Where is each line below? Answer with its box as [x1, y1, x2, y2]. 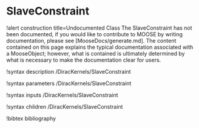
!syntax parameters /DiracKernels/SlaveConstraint [6, 80, 132, 87]
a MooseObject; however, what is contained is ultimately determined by [6, 50, 185, 57]
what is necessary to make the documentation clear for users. [6, 56, 161, 63]
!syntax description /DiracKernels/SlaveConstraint [6, 68, 132, 75]
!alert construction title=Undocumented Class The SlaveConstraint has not [6, 24, 192, 31]
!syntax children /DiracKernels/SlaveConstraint [6, 103, 123, 110]
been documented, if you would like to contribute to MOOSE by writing [6, 30, 183, 37]
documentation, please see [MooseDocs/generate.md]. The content [6, 37, 177, 44]
